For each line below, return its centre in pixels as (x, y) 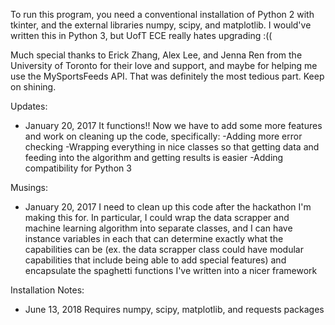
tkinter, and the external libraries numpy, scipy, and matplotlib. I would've (161, 25)
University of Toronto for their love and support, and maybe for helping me (164, 65)
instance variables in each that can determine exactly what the (154, 238)
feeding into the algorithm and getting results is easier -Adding (154, 157)
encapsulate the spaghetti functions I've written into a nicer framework (171, 270)
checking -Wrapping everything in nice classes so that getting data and (172, 147)
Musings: (29, 187)
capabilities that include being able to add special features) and (155, 260)
